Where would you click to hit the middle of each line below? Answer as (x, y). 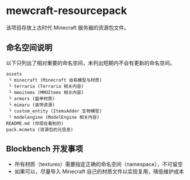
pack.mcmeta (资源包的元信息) (40, 129)
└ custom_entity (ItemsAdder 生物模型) (55, 111)
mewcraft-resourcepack (67, 11)
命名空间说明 (29, 48)
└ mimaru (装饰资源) (32, 105)
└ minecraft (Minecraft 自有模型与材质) (55, 80)
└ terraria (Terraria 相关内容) (46, 86)
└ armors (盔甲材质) (32, 98)
